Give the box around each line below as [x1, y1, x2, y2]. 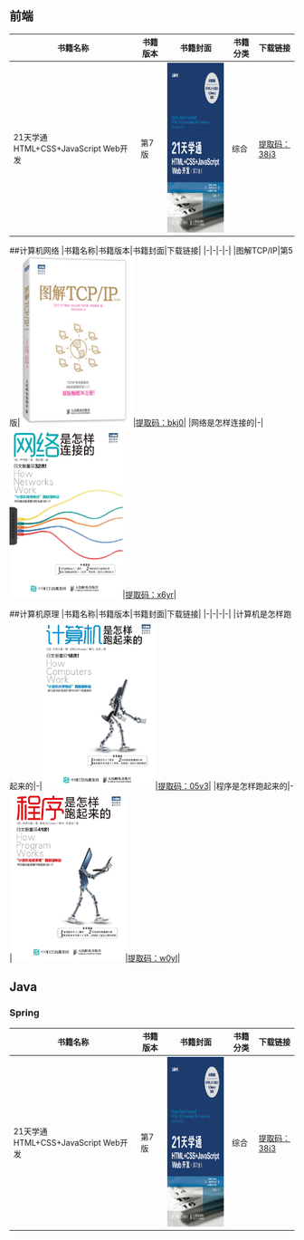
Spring [9, 1006, 40, 1019]
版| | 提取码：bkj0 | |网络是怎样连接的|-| [9, 418, 264, 428]
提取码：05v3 [157, 781, 210, 792]
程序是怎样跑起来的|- [215, 781, 294, 792]
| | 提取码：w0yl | [9, 953, 181, 964]
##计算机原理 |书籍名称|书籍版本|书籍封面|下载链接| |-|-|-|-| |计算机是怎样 [9, 609, 284, 620]
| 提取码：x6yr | [122, 590, 176, 601]
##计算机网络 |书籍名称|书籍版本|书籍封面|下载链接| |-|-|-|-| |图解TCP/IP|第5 [9, 245, 294, 256]
